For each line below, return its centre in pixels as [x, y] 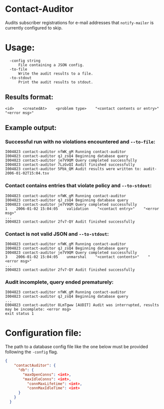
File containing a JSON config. [51, 65]
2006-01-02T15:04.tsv [27, 173]
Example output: [31, 128]
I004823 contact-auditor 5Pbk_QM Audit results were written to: [73, 169]
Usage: [20, 48]
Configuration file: [43, 333]
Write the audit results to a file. [55, 74]
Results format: [29, 97]
